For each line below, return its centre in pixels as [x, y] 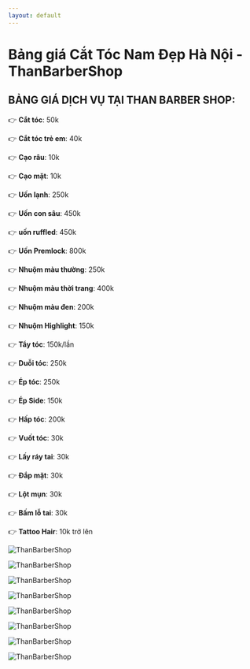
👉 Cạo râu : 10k [34, 157]
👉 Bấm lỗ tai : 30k [38, 512]
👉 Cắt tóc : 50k [33, 120]
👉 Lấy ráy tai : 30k [39, 456]
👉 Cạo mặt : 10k [35, 176]
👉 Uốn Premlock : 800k [47, 251]
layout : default [35, 15]
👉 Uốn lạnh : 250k [39, 195]
